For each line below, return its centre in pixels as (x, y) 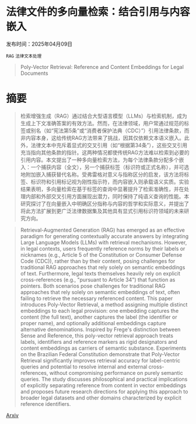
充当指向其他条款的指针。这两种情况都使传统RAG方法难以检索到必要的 (105, 152)
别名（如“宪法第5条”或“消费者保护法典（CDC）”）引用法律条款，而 (110, 130)
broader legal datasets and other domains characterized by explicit (101, 398)
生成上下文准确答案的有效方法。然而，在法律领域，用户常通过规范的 (102, 123)
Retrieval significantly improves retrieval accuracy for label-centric (100, 360)
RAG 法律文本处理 (24, 56)
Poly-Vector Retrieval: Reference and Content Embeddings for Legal (102, 67)
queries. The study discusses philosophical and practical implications (104, 379)
